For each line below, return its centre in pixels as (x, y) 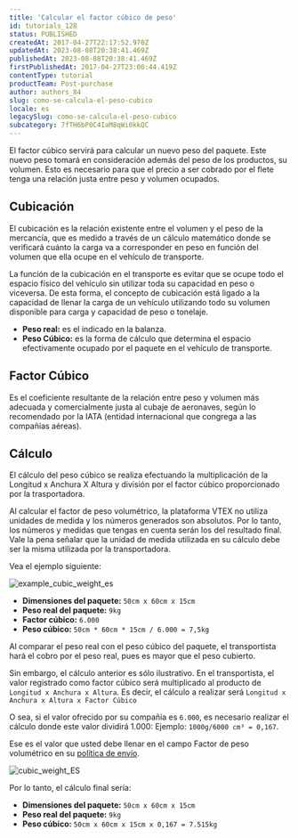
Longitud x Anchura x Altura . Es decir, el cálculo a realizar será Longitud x (148, 692)
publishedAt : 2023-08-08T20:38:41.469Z (83, 59)
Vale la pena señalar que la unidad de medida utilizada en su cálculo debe (145, 540)
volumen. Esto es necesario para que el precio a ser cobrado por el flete (141, 169)
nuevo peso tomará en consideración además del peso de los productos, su (148, 160)
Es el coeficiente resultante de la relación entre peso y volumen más (134, 397)
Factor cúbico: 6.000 (60, 620)
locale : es (29, 109)
